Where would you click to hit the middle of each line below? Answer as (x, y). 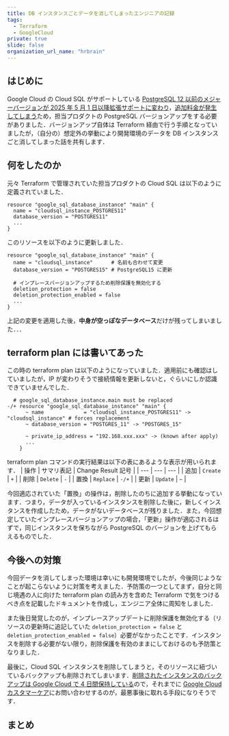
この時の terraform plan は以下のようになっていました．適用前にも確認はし (113, 370)
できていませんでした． (40, 388)
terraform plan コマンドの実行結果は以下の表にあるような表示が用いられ (109, 462)
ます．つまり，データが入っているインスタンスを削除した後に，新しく (105, 502)
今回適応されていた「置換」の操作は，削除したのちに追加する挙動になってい (114, 494)
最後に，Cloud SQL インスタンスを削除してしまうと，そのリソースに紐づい (112, 667)
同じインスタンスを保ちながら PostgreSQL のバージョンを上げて (115, 528)
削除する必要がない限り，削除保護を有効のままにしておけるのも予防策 (118, 644)
